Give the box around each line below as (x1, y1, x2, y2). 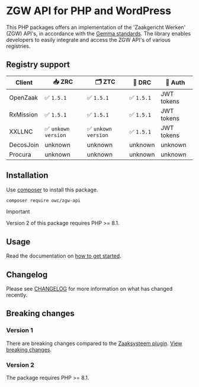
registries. (6, 43, 31, 50)
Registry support (6, 60, 70, 70)
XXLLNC (9, 127, 33, 135)
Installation (6, 170, 49, 181)
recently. (6, 291, 28, 299)
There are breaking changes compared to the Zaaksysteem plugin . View (6, 340, 182, 347)
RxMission (9, 110, 38, 119)
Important (6, 208, 30, 215)
